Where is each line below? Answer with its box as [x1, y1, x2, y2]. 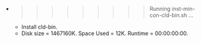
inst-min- [171, 5, 195, 12]
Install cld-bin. [21, 24, 58, 30]
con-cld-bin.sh [149, 12, 188, 19]
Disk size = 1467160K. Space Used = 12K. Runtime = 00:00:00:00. [21, 30, 189, 37]
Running [149, 5, 171, 12]
